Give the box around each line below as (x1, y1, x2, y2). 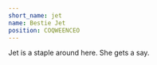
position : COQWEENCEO (8, 26, 80, 34)
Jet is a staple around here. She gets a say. (8, 48, 150, 58)
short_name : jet (8, 11, 62, 20)
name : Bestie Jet (8, 19, 66, 27)
